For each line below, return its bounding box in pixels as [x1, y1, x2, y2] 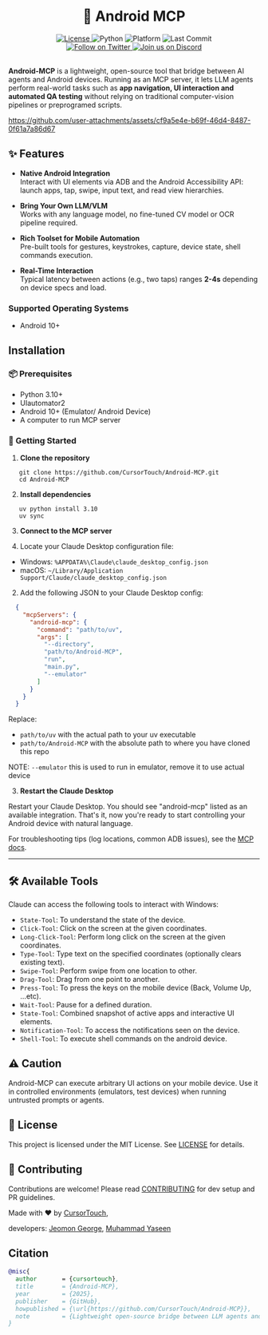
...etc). [19, 991, 41, 1001]
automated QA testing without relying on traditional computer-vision [8, 91, 235, 101]
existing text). [19, 958, 65, 967]
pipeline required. [19, 217, 78, 227]
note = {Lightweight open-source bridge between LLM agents [15, 1312, 248, 1321]
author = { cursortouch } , [15, 1275, 120, 1283]
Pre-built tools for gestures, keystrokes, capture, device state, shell [19, 241, 241, 251]
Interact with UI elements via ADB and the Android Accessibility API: [19, 177, 244, 186]
